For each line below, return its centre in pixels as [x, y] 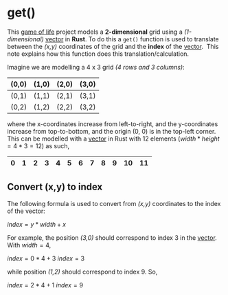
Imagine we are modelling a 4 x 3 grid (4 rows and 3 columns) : [96, 67]
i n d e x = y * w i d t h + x [37, 224]
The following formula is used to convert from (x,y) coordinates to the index [114, 203]
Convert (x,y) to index [55, 187]
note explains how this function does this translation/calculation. [98, 54]
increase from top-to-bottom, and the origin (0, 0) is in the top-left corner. [112, 131]
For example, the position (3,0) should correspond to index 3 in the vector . [112, 237]
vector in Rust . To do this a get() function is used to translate [133, 39]
